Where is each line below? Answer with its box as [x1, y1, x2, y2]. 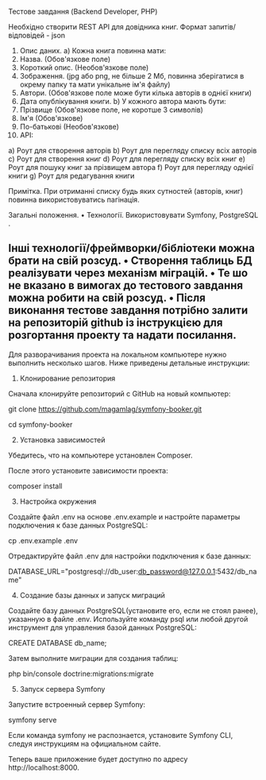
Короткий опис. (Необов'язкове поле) [19, 63, 149, 72]
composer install [8, 481, 63, 491]
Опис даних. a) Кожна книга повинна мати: [19, 46, 167, 55]
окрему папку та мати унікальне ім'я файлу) [19, 79, 171, 89]
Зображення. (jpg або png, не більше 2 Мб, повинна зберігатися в [19, 71, 245, 80]
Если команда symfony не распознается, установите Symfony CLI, [8, 730, 233, 739]
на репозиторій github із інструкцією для [8, 316, 223, 330]
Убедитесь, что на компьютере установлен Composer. [8, 450, 193, 460]
